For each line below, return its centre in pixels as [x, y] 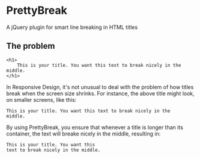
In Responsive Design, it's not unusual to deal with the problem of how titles [100, 87]
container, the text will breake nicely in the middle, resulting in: [83, 134]
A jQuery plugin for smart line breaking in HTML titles [72, 27]
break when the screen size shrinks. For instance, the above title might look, [101, 93]
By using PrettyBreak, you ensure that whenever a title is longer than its [95, 127]
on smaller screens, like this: [41, 99]
